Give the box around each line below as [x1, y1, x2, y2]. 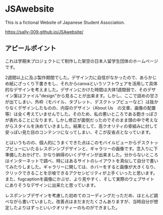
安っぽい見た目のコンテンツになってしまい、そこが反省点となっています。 [5, 129, 153, 135]
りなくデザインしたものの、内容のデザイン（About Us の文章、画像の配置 [5, 105, 156, 110]
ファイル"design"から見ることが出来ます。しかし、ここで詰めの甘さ [21, 92, 159, 98]
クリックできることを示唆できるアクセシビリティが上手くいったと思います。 [5, 170, 158, 176]
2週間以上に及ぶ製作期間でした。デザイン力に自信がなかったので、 [5, 74, 140, 80]
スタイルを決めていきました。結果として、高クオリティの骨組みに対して [13, 123, 158, 129]
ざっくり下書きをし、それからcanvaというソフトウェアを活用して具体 [18, 80, 158, 86]
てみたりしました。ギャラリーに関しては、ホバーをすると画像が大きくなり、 [5, 164, 158, 170]
